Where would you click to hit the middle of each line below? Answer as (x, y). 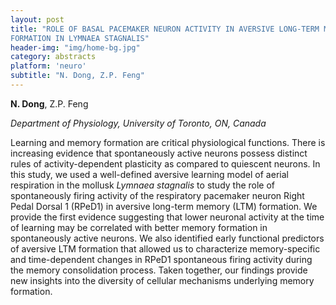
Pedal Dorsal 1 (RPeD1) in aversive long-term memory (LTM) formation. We (164, 206)
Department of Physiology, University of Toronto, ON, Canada (138, 123)
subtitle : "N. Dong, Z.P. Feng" (77, 76)
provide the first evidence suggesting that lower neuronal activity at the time (167, 217)
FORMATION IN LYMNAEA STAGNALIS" (80, 38)
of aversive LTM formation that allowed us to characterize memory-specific (165, 248)
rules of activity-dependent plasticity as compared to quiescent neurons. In (165, 163)
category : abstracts (53, 57)
